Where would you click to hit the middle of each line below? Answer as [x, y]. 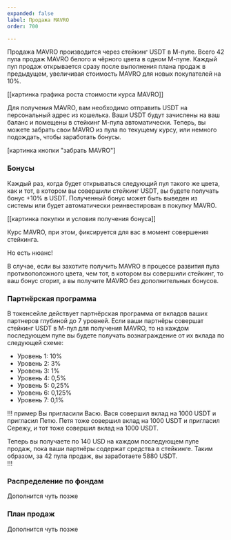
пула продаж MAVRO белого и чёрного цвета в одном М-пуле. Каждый [112, 59]
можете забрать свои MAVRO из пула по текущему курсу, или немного [112, 130]
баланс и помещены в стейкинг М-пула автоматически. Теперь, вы [107, 123]
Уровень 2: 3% [39, 363]
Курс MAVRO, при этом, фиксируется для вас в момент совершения [108, 232]
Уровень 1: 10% [40, 356]
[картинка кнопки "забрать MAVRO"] [61, 150]
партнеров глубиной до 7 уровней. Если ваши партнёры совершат [106, 320]
